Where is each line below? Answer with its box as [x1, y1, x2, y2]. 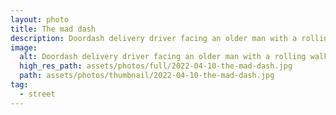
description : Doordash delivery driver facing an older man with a [10, 33, 298, 43]
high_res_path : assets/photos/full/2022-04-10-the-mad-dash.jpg [19, 61, 293, 71]
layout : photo [10, 14, 70, 25]
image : [10, 42, 38, 53]
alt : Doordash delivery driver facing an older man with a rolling [19, 52, 307, 62]
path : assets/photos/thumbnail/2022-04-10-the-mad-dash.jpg [19, 71, 275, 81]
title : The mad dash [10, 24, 97, 34]
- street [19, 89, 56, 99]
